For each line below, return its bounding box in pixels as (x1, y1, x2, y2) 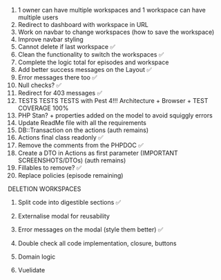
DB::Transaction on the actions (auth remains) (17, 126, 149, 134)
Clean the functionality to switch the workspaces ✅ (17, 50, 164, 58)
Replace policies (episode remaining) (17, 171, 124, 179)
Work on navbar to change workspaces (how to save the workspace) (17, 28, 215, 36)
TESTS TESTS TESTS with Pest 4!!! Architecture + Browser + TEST (17, 97, 209, 104)
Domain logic (17, 252, 56, 261)
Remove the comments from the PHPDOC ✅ (17, 141, 144, 149)
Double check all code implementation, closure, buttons (17, 239, 177, 248)
